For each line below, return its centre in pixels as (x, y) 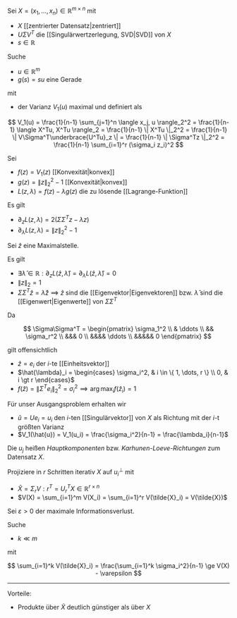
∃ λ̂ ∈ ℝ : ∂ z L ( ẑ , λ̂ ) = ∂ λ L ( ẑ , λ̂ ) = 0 (67, 274)
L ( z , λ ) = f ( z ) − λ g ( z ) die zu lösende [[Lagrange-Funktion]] (103, 191)
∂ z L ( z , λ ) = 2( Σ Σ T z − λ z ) (53, 220)
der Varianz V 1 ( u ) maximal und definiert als (80, 107)
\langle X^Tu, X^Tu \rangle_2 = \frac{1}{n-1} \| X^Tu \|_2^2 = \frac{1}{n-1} (122, 130)
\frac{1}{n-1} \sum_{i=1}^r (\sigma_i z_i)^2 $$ (119, 144)
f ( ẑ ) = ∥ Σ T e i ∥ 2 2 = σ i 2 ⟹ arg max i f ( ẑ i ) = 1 (77, 389)
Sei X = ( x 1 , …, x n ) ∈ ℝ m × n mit (52, 11)
